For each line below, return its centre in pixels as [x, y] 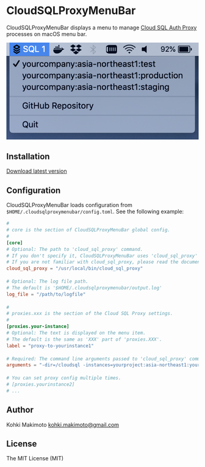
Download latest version [37, 171]
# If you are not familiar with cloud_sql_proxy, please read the [92, 262]
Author [20, 410]
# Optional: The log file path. [47, 281]
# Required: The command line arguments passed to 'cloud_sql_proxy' [97, 359]
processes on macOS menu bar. [47, 34]
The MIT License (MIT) [35, 458]
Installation [28, 156]
